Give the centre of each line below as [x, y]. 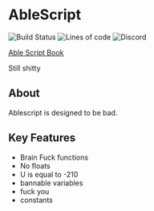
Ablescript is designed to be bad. [63, 112]
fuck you [34, 191]
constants [36, 200]
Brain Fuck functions [54, 157]
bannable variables [51, 183]
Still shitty [25, 68]
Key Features [42, 138]
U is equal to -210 [49, 174]
